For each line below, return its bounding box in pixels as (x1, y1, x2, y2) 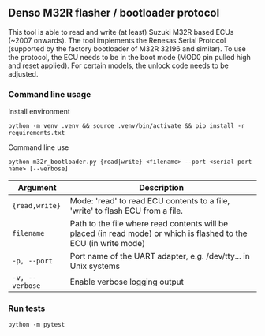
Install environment (8, 106, 71, 117)
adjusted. (8, 69, 39, 78)
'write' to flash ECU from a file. (69, 205, 184, 216)
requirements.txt (8, 129, 65, 137)
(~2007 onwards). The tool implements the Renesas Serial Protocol (8, 35, 226, 45)
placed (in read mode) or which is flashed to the (69, 228, 248, 239)
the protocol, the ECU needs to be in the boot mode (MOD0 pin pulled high (8, 52, 251, 62)
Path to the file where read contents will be (69, 218, 229, 230)
